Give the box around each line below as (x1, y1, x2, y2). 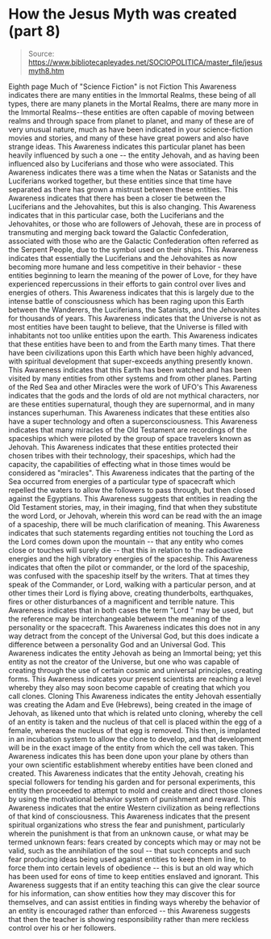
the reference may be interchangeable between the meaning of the (8, 613, 231, 623)
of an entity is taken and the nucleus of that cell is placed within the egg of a (8, 717, 262, 726)
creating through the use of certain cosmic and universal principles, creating (8, 665, 263, 675)
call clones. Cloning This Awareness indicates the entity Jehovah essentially (8, 691, 262, 701)
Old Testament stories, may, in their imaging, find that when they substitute (8, 502, 258, 512)
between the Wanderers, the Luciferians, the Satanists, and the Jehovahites (8, 305, 261, 314)
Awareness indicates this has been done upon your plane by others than (8, 751, 248, 760)
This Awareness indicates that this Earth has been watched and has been (8, 364, 252, 374)
